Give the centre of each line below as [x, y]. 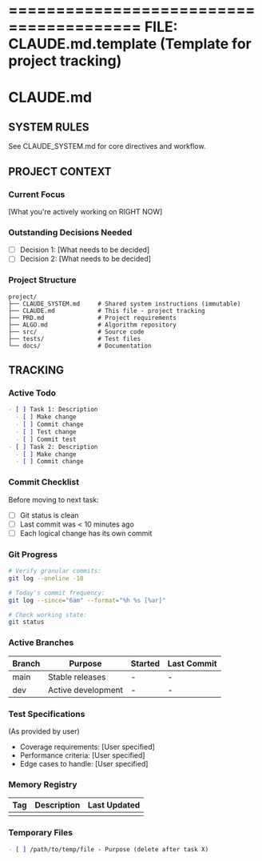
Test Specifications [47, 714]
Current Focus [37, 194]
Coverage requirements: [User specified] [87, 747]
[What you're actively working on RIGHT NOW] [85, 211]
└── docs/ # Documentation [80, 346]
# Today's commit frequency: [57, 593]
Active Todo [32, 393]
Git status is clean [49, 515]
